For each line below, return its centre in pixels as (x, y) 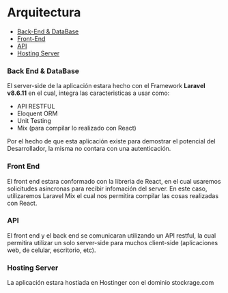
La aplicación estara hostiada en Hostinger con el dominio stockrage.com (111, 283)
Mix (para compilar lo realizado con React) (76, 128)
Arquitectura (44, 13)
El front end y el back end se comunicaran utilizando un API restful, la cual (112, 235)
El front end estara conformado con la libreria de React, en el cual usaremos (114, 181)
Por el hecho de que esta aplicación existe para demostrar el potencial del (112, 141)
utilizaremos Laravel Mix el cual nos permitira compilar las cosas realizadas (113, 195)
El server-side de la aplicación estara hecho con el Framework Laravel (106, 86)
